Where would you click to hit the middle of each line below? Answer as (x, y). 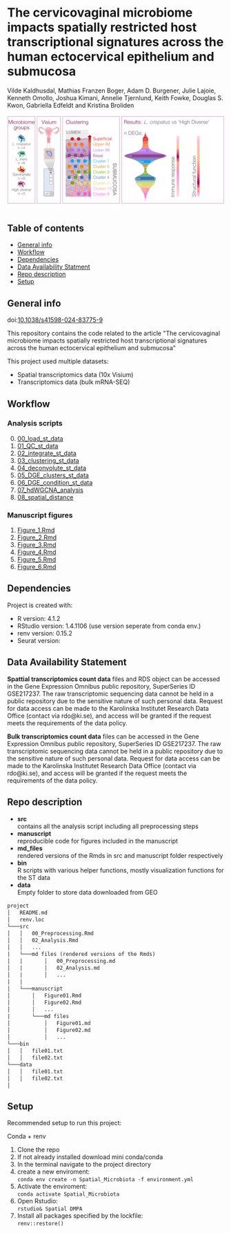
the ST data (33, 877)
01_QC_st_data (38, 446)
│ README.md (28, 912)
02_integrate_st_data (47, 453)
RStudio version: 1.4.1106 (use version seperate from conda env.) (109, 626)
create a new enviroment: (53, 1172)
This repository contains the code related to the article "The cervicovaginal (114, 334)
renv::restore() (40, 1224)
